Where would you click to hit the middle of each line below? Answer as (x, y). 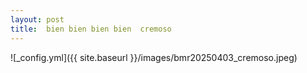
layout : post (37, 19)
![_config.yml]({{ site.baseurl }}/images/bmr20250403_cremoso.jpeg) (154, 57)
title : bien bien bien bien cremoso (91, 29)
